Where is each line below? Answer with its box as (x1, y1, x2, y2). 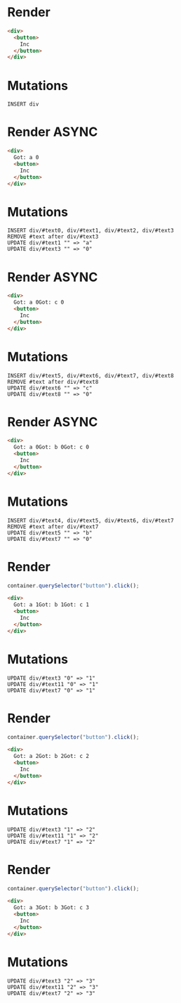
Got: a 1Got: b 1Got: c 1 (13, 602, 90, 609)
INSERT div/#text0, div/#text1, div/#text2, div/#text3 (7, 227, 174, 235)
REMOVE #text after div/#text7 (7, 523, 99, 530)
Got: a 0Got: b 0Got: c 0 (13, 444, 90, 451)
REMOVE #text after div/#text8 (7, 378, 99, 385)
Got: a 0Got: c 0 (13, 299, 65, 306)
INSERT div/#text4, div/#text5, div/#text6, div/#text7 (7, 517, 174, 524)
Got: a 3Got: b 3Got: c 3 (13, 904, 90, 911)
